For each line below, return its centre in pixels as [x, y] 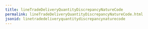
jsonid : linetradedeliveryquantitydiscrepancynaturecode [65, 19]
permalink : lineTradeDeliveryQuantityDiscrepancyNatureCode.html [74, 14]
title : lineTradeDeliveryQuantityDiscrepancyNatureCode [64, 10]
